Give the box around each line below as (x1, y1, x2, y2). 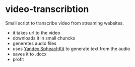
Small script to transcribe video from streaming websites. (5, 20, 124, 26)
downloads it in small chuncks (12, 35, 76, 41)
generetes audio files (12, 40, 57, 46)
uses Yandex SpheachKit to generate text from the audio (12, 45, 130, 51)
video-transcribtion (5, 3, 89, 15)
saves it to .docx (12, 51, 47, 57)
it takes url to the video (12, 29, 60, 35)
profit (12, 56, 24, 62)
